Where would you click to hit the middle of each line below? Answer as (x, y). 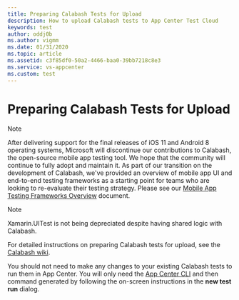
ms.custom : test (31, 74)
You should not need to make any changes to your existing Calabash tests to (120, 266)
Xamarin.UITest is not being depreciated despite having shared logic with (115, 224)
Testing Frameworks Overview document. (69, 196)
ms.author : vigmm (33, 41)
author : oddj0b (30, 34)
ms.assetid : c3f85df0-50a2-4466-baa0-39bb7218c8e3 (84, 61)
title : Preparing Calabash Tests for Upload (75, 14)
